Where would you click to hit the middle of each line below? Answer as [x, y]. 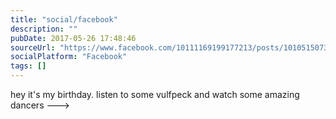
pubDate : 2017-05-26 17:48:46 [73, 38]
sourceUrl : [33, 47]
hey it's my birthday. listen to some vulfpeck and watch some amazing [155, 94]
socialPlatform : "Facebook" [69, 57]
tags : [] [28, 66]
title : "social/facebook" [64, 19]
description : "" [44, 29]
